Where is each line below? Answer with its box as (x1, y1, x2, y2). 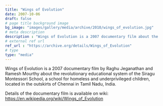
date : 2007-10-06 (5, 12, 41, 17)
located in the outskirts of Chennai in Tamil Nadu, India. (5, 81, 116, 87)
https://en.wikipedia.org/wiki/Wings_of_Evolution (5, 96, 103, 102)
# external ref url (5, 39, 45, 44)
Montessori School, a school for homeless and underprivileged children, (5, 76, 150, 82)
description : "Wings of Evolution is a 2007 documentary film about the (5, 35, 159, 39)
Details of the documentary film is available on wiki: (5, 90, 109, 96)
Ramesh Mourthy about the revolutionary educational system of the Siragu (5, 71, 155, 77)
